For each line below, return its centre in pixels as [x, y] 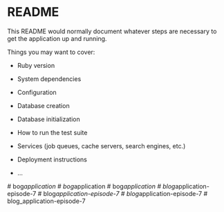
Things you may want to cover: [51, 52]
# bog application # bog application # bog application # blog [91, 186]
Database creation [44, 105]
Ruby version [36, 65]
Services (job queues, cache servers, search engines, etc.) [101, 145]
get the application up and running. [57, 38]
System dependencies [49, 79]
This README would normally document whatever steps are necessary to [112, 31]
